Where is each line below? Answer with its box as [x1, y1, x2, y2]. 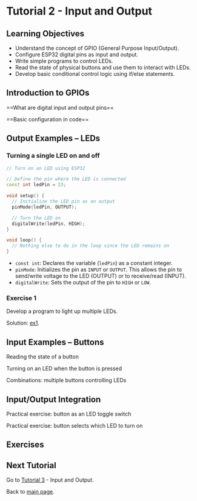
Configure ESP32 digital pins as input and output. [15, 51, 138, 58]
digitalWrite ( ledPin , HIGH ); [12, 220, 85, 227]
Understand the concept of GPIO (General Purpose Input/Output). [15, 44, 179, 52]
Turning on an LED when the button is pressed [6, 365, 122, 372]
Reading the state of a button [6, 353, 79, 360]
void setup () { [6, 193, 45, 199]
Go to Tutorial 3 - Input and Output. [6, 476, 94, 483]
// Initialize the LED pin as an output [12, 198, 115, 204]
